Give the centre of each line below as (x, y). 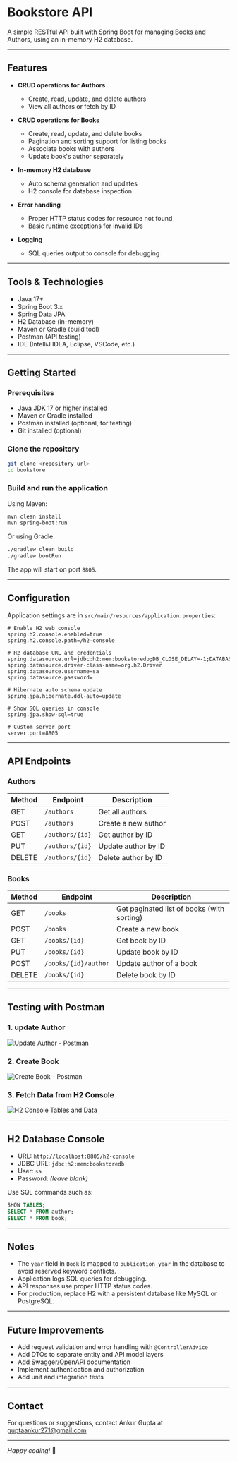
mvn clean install (34, 516)
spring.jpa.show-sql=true (45, 714)
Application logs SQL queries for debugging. (82, 1279)
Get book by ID (141, 941)
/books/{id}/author (77, 963)
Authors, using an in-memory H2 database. (70, 39)
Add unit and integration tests (61, 1377)
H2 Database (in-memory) (55, 321)
